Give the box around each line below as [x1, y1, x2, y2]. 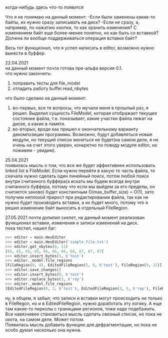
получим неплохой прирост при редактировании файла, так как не [5, 194, 148, 200]
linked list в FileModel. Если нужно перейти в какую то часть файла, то [5, 167, 155, 173]
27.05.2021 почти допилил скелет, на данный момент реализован [5, 214, 145, 220]
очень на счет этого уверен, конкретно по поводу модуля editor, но [12, 142, 157, 148]
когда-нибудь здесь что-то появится [5, 4, 84, 10]
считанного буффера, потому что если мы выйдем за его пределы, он [5, 183, 155, 189]
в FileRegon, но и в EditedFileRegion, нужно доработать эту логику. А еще [5, 300, 162, 306]
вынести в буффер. [5, 50, 46, 56]
